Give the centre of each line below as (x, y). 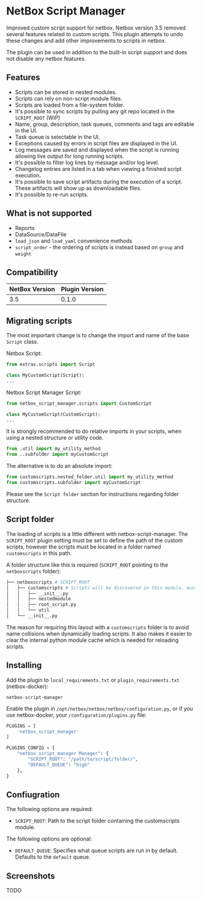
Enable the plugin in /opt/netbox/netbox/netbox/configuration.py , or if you (100, 708)
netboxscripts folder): (34, 571)
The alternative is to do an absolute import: (60, 466)
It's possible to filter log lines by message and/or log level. (87, 162)
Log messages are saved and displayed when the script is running (97, 149)
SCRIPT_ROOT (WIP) (38, 117)
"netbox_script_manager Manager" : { (63, 754)
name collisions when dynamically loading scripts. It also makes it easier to (99, 633)
